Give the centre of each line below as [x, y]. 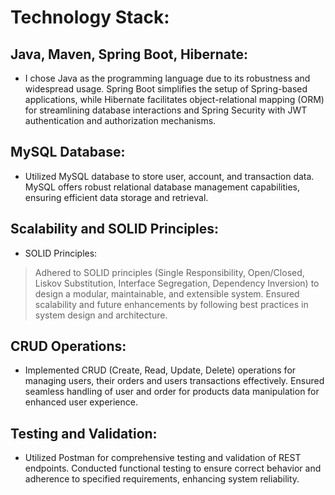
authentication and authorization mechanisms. [120, 120]
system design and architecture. [101, 315]
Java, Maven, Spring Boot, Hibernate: [129, 54]
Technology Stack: [90, 17]
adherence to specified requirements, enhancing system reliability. [162, 479]
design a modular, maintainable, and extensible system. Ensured [167, 293]
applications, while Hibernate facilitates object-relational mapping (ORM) [174, 99]
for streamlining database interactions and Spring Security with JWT [166, 110]
